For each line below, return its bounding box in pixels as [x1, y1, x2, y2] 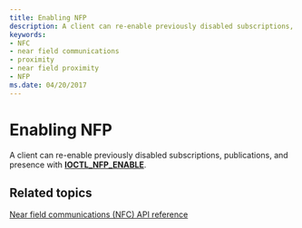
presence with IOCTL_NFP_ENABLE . [9, 159, 147, 170]
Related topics [9, 185, 93, 200]
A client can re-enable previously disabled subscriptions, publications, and [9, 149, 288, 160]
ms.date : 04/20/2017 [9, 81, 88, 90]
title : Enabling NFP [9, 13, 88, 23]
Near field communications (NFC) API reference [9, 209, 189, 220]
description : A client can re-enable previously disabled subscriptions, [9, 22, 295, 31]
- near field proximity [9, 64, 100, 73]
